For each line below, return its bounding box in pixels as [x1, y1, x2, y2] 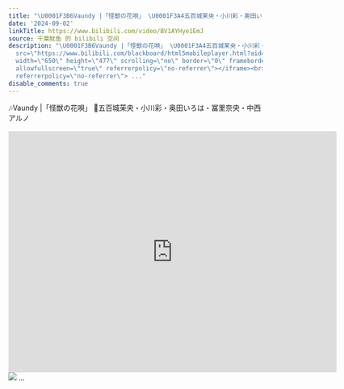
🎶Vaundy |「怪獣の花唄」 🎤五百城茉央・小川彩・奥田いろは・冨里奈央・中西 [8, 103, 261, 112]
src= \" [15, 49, 38, 57]
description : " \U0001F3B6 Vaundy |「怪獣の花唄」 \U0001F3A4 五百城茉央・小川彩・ [8, 42, 266, 50]
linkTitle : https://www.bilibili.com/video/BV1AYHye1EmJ [8, 27, 204, 35]
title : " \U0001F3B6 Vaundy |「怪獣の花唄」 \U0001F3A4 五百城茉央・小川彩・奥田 [8, 11, 257, 20]
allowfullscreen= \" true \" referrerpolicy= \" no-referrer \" [15, 65, 216, 73]
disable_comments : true [8, 79, 89, 87]
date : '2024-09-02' [8, 19, 74, 27]
